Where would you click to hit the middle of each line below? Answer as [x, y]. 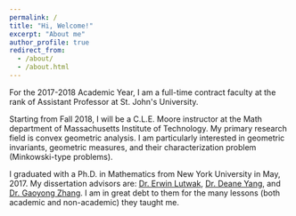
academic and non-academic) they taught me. [95, 202]
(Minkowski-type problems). [61, 156]
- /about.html [43, 68]
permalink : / [33, 17]
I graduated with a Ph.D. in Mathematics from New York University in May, [145, 173]
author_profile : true [49, 42]
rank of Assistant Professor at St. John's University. [104, 101]
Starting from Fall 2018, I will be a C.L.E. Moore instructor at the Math [136, 119]
